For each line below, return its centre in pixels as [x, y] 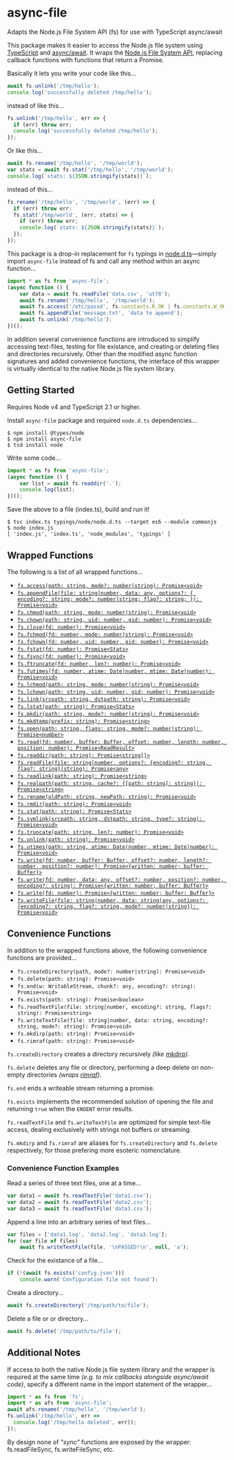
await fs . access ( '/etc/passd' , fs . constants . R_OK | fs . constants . [117, 307]
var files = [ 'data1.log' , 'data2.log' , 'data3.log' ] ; [87, 1234]
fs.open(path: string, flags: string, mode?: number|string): [108, 729]
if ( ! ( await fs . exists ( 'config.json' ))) [66, 1273]
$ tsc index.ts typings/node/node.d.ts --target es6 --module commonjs [112, 522]
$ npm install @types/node [46, 433]
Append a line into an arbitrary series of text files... [79, 1222]
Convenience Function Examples [63, 1168]
